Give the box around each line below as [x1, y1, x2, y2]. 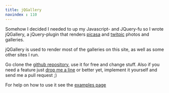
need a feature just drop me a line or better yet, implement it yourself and [5, 66, 157, 73]
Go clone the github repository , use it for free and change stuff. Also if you [5, 61, 160, 67]
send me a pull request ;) [5, 72, 57, 78]
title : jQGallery [5, 7, 42, 13]
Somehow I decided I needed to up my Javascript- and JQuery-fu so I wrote [5, 26, 164, 32]
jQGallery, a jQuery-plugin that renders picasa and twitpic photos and [5, 31, 150, 37]
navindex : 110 [5, 12, 37, 17]
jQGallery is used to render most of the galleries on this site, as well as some [5, 46, 164, 52]
